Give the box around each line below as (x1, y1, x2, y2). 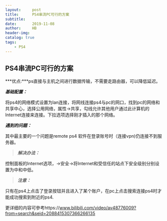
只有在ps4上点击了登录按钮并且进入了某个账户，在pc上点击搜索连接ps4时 (5, 188, 157, 194)
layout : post (5, 7, 41, 12)
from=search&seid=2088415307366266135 (5, 211, 95, 217)
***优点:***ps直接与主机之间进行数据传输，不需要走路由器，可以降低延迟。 (5, 78, 161, 84)
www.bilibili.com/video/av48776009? (59, 205, 136, 211)
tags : (5, 40, 16, 45)
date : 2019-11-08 (5, 21, 55, 26)
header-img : (5, 30, 30, 35)
